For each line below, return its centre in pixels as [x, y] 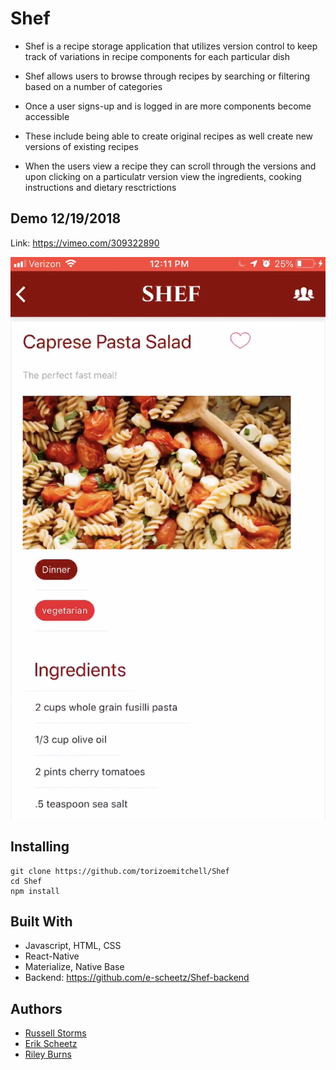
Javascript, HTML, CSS [73, 946]
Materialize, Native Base [74, 967]
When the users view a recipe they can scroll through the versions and [170, 166]
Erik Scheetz [51, 1044]
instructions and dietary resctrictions [100, 187]
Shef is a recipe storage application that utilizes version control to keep [171, 46]
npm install [35, 891]
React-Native [52, 956]
